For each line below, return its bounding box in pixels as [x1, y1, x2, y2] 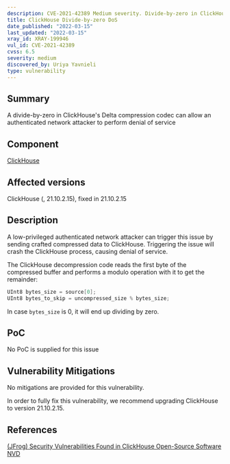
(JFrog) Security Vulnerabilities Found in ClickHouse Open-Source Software [7, 442, 222, 450]
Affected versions [7, 176, 86, 188]
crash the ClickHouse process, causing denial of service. [7, 247, 168, 255]
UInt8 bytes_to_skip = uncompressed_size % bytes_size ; [7, 294, 170, 302]
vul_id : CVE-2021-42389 [7, 42, 75, 49]
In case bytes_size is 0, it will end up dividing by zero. [7, 307, 159, 316]
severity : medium [7, 55, 57, 62]
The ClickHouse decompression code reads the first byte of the [7, 260, 187, 268]
